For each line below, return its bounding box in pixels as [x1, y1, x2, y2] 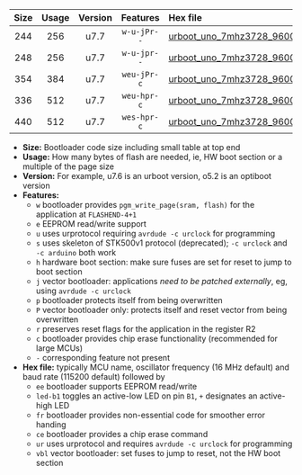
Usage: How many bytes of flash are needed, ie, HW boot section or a [22, 152, 283, 162]
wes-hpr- [121, 112, 159, 122]
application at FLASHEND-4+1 [35, 209, 138, 220]
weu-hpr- [121, 91, 159, 101]
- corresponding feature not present [35, 353, 171, 363]
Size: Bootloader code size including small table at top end [22, 142, 241, 152]
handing [35, 419, 67, 430]
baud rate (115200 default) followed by [22, 372, 165, 381]
